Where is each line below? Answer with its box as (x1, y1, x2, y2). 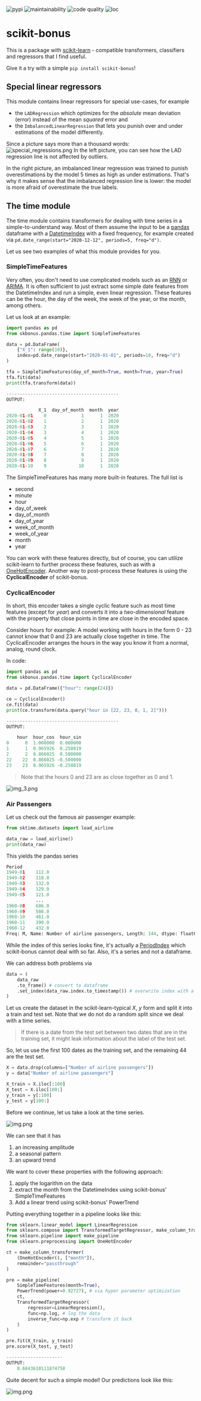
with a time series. (6, 1017, 51, 1024)
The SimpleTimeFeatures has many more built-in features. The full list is (6, 474, 184, 481)
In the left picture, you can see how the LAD (74, 146, 182, 154)
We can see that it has (6, 1132, 61, 1139)
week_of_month (14, 524, 54, 531)
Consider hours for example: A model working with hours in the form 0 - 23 (6, 627, 192, 634)
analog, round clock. (6, 645, 57, 653)
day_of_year (14, 518, 44, 525)
